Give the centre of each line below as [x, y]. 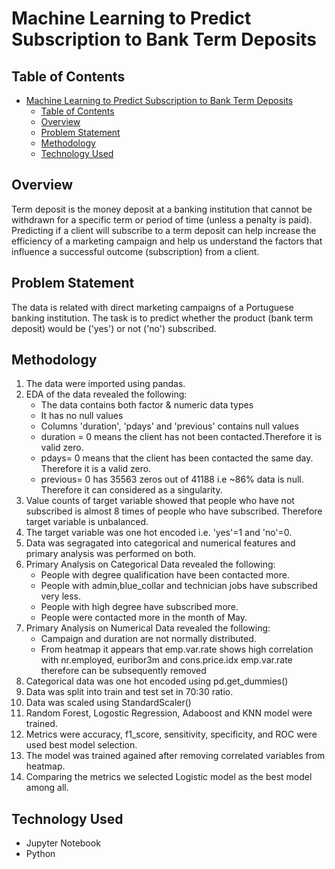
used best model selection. [81, 745]
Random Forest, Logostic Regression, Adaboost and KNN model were [169, 713]
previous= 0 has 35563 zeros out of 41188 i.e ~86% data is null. [172, 479]
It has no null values [82, 416]
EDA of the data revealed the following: [106, 394]
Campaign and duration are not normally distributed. [148, 639]
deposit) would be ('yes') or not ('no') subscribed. [114, 328]
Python [40, 854]
